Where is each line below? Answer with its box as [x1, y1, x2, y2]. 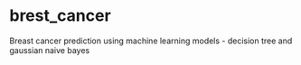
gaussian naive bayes [9, 44, 90, 55]
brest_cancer [9, 5, 111, 26]
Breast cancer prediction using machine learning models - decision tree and [9, 35, 293, 46]
